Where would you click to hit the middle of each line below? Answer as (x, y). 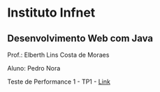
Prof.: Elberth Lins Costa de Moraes (58, 55)
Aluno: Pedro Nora (34, 68)
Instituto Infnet (51, 13)
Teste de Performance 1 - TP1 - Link (59, 82)
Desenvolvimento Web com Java (80, 38)
